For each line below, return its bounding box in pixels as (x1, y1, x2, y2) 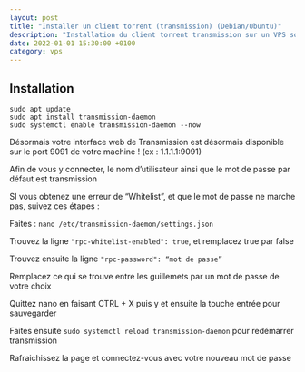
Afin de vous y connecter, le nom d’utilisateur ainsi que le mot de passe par (9, 163, 290, 174)
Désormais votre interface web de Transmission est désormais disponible (9, 136, 284, 147)
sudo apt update (9, 104, 71, 113)
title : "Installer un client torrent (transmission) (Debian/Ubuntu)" (9, 22, 282, 31)
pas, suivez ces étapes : (9, 201, 100, 211)
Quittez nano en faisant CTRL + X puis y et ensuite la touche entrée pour (9, 298, 280, 308)
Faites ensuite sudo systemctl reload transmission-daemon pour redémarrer (9, 325, 295, 336)
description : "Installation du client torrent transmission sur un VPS (9, 30, 286, 39)
